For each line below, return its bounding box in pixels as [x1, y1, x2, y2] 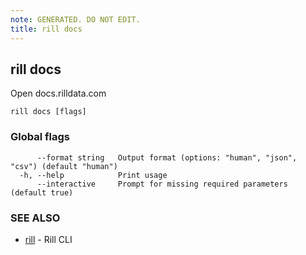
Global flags [10, 130, 70, 144]
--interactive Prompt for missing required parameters [36, 179, 288, 189]
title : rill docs [10, 24, 83, 34]
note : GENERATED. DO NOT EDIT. [10, 14, 141, 25]
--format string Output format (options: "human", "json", [36, 152, 298, 163]
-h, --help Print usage [19, 170, 168, 180]
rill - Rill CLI [24, 233, 73, 245]
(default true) [10, 187, 74, 198]
